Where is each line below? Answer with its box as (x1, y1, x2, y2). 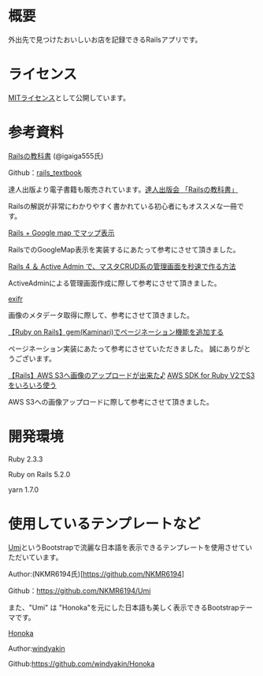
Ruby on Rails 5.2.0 (8, 469, 71, 479)
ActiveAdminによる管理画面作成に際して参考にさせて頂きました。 (8, 278, 221, 288)
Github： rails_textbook (8, 167, 83, 177)
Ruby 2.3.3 (8, 454, 43, 464)
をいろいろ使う (8, 380, 57, 390)
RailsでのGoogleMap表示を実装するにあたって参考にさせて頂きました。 (8, 245, 240, 254)
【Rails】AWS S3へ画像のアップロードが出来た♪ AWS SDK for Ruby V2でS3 (8, 370, 255, 379)
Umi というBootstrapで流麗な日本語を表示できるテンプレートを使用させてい (8, 542, 253, 552)
